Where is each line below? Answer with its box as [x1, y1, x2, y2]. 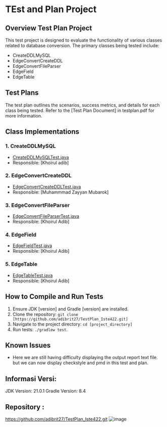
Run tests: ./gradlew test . [12, 326, 68, 332]
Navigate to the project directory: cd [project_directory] [12, 321, 133, 327]
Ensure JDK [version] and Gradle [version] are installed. [12, 305, 129, 312]
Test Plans [5, 89, 39, 97]
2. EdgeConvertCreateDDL [5, 172, 72, 179]
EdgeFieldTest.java [12, 243, 52, 249]
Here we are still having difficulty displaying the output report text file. [12, 355, 158, 361]
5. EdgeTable [5, 261, 38, 268]
